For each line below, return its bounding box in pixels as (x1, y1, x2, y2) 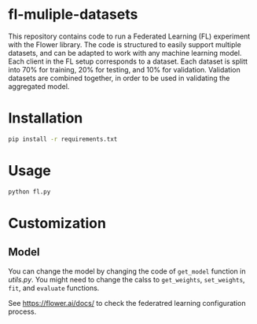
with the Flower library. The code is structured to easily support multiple (8, 39, 241, 49)
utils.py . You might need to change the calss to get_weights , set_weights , (8, 274, 245, 284)
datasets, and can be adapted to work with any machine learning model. (8, 48, 242, 57)
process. (8, 307, 37, 316)
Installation (8, 109, 83, 127)
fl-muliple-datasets (8, 6, 138, 24)
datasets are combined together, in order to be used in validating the (8, 73, 230, 83)
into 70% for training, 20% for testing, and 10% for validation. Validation (8, 64, 241, 74)
